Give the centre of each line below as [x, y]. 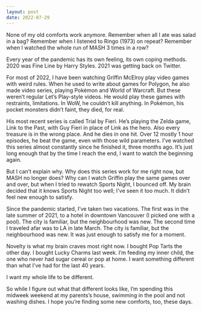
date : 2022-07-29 [28, 18]
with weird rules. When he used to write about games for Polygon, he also [98, 84]
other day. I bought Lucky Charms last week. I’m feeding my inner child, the [100, 252]
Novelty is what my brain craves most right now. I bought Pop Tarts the [94, 246]
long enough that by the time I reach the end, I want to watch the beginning [100, 153]
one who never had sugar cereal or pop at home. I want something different [100, 259]
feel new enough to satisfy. [40, 197]
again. [14, 159]
